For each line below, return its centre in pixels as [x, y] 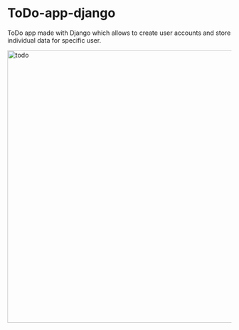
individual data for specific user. [54, 40]
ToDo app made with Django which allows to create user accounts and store [119, 33]
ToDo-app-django [62, 13]
